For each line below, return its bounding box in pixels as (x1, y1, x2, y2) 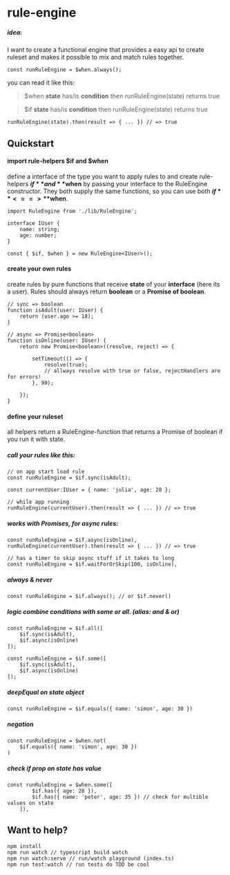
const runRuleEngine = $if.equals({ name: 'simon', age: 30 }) (7, 705, 193, 712)
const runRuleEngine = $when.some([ (7, 781, 113, 788)
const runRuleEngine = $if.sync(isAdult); (7, 474, 131, 482)
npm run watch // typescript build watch (7, 849, 128, 856)
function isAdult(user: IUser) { (7, 307, 104, 314)
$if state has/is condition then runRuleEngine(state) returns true (23, 105, 209, 114)
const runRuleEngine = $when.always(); (7, 66, 122, 73)
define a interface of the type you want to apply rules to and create (7, 172, 198, 181)
